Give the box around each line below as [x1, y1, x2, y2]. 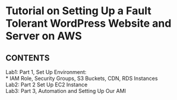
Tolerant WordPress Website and [5, 17, 172, 30]
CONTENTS [5, 53, 50, 63]
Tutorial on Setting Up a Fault [5, 4, 152, 18]
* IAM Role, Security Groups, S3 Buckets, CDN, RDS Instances [5, 75, 158, 82]
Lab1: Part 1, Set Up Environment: [5, 69, 87, 75]
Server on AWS [5, 30, 83, 43]
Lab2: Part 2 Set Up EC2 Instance [5, 81, 88, 88]
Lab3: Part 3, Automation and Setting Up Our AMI [5, 88, 126, 94]
